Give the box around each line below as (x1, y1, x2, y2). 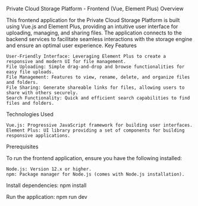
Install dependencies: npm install (6, 182, 87, 189)
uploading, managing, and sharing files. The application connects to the (6, 29, 183, 36)
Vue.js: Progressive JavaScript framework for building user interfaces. (6, 122, 193, 128)
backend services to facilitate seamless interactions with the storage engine (6, 36, 193, 42)
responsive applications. (6, 133, 70, 139)
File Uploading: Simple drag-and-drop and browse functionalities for (6, 64, 185, 70)
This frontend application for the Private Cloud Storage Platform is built (6, 17, 180, 23)
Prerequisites (6, 143, 39, 150)
